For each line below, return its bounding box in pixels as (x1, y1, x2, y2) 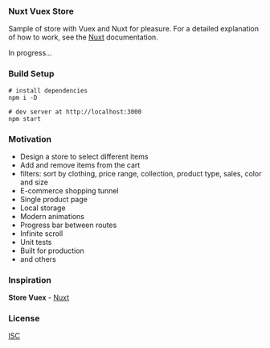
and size (19, 177, 48, 187)
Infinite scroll (19, 228, 63, 238)
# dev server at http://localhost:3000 (8, 107, 142, 116)
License (8, 313, 40, 324)
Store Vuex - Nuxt (8, 292, 70, 303)
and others (19, 254, 56, 263)
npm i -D (8, 93, 38, 101)
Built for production (19, 246, 84, 255)
